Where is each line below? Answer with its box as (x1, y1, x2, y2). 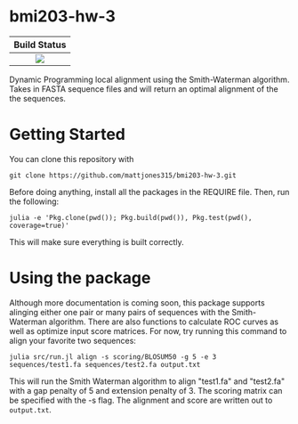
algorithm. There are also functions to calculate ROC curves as (48, 316, 278, 327)
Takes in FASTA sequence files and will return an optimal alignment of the (9, 83, 278, 94)
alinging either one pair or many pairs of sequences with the (9, 306, 230, 317)
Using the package (9, 268, 151, 289)
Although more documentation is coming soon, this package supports (9, 297, 265, 308)
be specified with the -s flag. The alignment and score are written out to (9, 395, 273, 405)
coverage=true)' (9, 221, 69, 230)
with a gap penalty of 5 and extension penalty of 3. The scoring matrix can (9, 385, 283, 395)
